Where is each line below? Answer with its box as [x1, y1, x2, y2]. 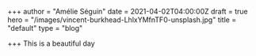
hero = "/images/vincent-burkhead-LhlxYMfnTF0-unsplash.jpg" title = [7, 15, 237, 24]
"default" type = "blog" [7, 24, 83, 32]
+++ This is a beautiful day [7, 39, 96, 48]
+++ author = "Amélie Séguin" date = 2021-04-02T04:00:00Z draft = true [7, 7, 248, 16]
